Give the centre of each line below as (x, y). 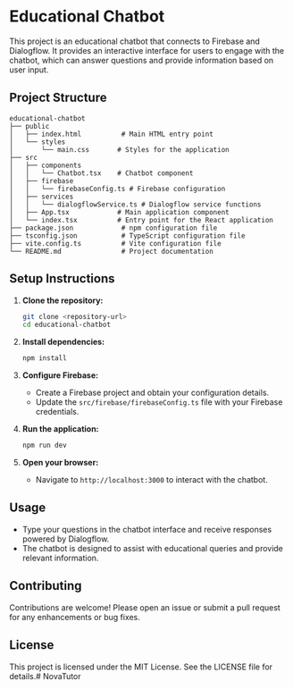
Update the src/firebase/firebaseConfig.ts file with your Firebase (159, 402)
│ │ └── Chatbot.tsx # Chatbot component (101, 173)
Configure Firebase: (60, 375)
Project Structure (58, 98)
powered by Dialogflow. (66, 539)
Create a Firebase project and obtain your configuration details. (152, 393)
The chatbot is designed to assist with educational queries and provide (153, 548)
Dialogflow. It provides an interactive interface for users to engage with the (146, 50)
